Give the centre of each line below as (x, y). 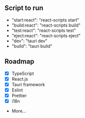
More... (19, 111)
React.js (20, 79)
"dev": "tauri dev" (29, 41)
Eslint (17, 90)
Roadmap (20, 62)
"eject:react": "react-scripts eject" (46, 35)
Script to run (24, 8)
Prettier (19, 95)
